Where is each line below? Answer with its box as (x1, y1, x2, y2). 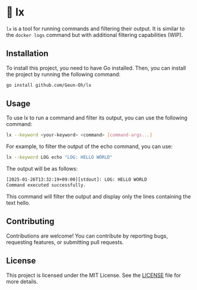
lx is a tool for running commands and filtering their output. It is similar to (6, 25, 185, 32)
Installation (6, 49, 49, 59)
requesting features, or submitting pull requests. (6, 238, 124, 245)
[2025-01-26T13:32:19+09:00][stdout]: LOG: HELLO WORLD (6, 176, 147, 183)
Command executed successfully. (6, 182, 86, 188)
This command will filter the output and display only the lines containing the (6, 193, 191, 200)
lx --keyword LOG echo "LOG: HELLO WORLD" (6, 155, 113, 160)
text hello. (6, 199, 31, 206)
